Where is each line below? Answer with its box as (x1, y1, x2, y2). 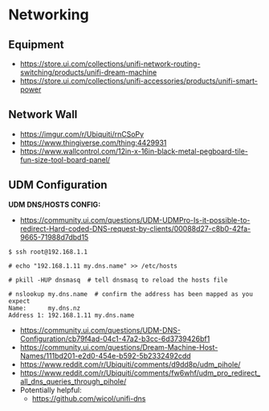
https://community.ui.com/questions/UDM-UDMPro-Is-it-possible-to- (19, 215, 251, 224)
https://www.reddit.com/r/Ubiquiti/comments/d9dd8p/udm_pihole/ (19, 360, 241, 369)
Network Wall (8, 108, 78, 121)
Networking (8, 6, 90, 24)
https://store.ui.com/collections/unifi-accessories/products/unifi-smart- (19, 76, 259, 85)
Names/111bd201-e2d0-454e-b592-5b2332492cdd (19, 351, 191, 360)
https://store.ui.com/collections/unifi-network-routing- (19, 59, 201, 68)
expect (8, 297, 31, 305)
